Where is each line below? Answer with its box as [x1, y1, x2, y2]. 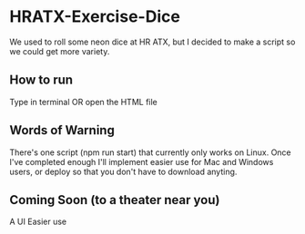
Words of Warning [9, 122, 116, 138]
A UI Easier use [9, 216, 66, 228]
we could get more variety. [9, 45, 110, 56]
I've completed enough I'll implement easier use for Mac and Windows [9, 156, 274, 167]
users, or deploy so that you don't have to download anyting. [9, 166, 238, 177]
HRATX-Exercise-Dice [9, 6, 180, 27]
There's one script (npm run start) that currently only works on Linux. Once [9, 147, 291, 158]
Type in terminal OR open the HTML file [9, 96, 158, 107]
